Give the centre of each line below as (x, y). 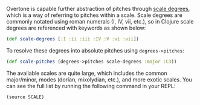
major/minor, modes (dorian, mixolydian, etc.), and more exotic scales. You (99, 79)
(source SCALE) (25, 97)
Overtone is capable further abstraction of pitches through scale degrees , (98, 9)
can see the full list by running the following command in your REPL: (91, 86)
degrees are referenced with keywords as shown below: (76, 28)
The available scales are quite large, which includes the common (87, 73)
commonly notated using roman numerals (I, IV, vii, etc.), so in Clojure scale (100, 21)
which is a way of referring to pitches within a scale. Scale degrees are (95, 15)
